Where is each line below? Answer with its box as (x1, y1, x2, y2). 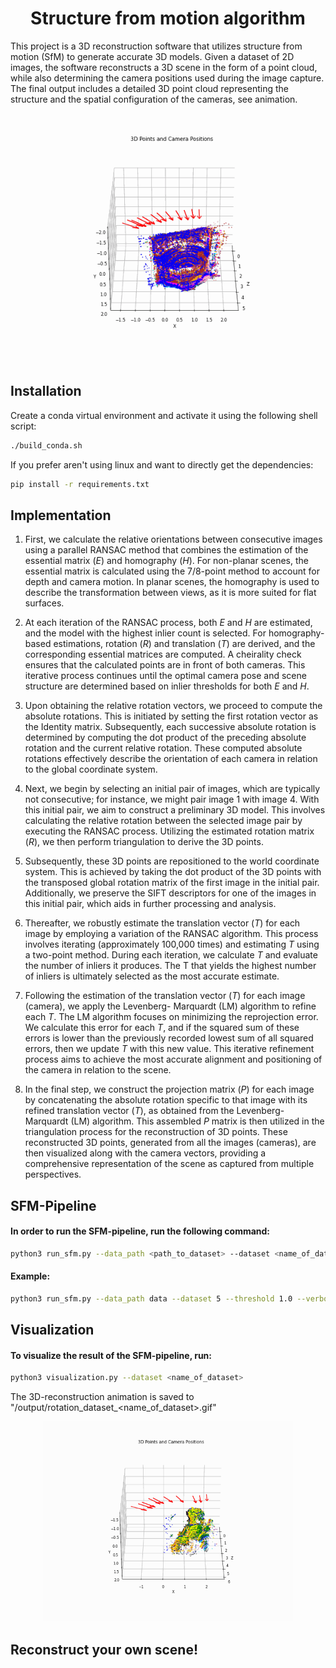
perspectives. (24, 1168, 82, 1181)
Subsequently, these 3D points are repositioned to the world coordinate (24, 855, 320, 867)
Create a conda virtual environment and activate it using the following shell (10, 409, 318, 421)
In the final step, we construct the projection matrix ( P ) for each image (24, 1083, 315, 1096)
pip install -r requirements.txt (10, 479, 150, 489)
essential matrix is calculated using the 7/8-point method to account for (24, 565, 320, 577)
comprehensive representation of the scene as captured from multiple (24, 1158, 315, 1170)
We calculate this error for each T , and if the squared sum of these (24, 1022, 300, 1034)
